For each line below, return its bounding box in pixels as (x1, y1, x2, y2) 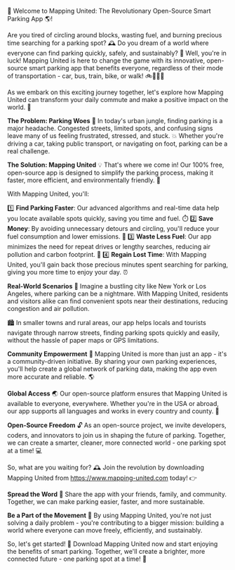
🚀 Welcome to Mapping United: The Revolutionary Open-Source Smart (7, 7, 212, 15)
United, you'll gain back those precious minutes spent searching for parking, (7, 260, 229, 269)
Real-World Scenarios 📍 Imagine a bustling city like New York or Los (7, 282, 207, 290)
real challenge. (7, 147, 51, 155)
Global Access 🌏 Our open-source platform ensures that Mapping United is (7, 389, 228, 398)
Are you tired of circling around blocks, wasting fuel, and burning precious (7, 31, 222, 39)
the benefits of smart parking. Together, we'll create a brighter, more (7, 547, 206, 555)
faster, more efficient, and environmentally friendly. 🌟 (7, 176, 161, 184)
